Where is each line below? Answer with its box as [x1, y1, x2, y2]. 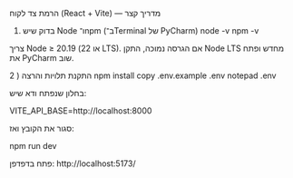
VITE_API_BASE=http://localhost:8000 [9, 105, 152, 116]
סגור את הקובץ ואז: [9, 123, 74, 133]
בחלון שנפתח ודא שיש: [9, 88, 87, 98]
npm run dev [9, 141, 57, 151]
